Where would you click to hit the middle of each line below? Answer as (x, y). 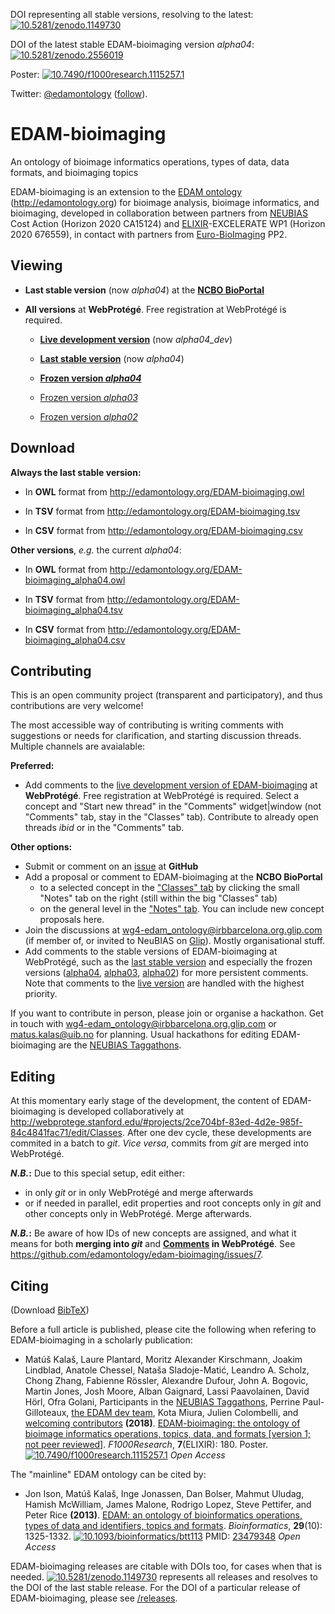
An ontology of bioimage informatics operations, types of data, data (150, 161)
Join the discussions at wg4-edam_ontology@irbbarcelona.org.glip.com (173, 930)
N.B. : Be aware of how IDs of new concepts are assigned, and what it (153, 1233)
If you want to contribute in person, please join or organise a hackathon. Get (167, 1013)
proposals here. (72, 920)
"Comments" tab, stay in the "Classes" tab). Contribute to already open (171, 817)
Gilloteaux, (47, 1412)
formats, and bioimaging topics (74, 172)
